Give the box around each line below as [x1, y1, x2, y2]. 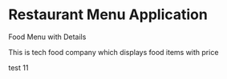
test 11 [8, 62, 29, 73]
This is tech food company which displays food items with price [8, 47, 219, 57]
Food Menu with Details [8, 32, 87, 41]
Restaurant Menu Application [8, 6, 209, 24]
